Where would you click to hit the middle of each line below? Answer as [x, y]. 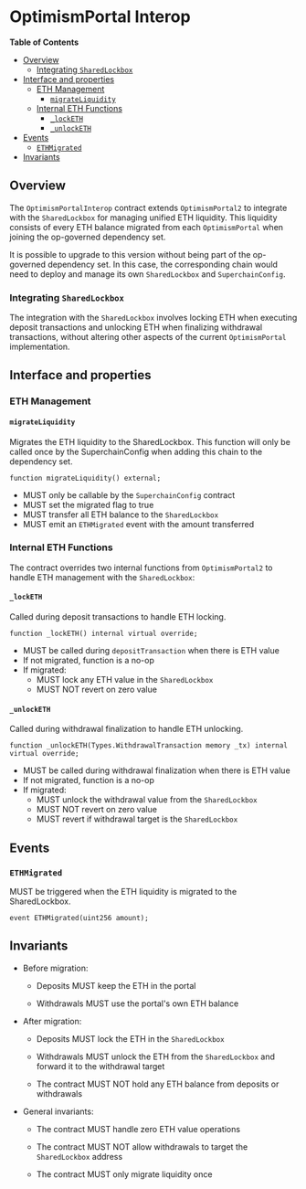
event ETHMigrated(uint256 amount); [79, 918]
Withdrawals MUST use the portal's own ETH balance [137, 1003]
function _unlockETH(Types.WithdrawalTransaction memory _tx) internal [148, 746]
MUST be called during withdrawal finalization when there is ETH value [156, 770]
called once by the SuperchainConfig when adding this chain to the [136, 451]
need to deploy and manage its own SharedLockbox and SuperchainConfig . [148, 274]
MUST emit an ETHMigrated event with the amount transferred [138, 524]
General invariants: [58, 1111]
